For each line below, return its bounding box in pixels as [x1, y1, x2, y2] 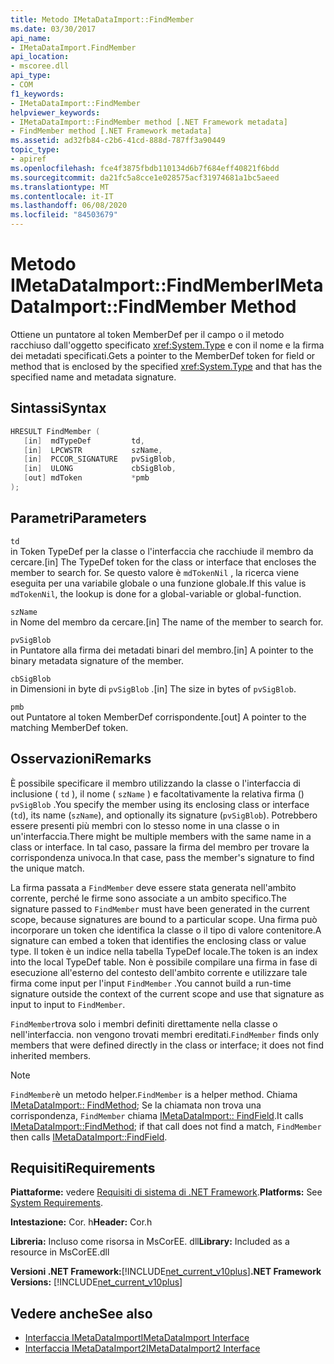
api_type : [10, 71, 52, 81]
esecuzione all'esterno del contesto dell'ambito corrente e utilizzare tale [10, 966, 308, 978]
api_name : [10, 33, 52, 43]
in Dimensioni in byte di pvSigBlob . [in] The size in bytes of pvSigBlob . [10, 682, 297, 695]
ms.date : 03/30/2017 [10, 24, 97, 34]
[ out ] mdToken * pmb [23, 473, 150, 483]
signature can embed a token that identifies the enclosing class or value [10, 934, 307, 946]
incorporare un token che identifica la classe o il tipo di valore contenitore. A [10, 924, 322, 936]
